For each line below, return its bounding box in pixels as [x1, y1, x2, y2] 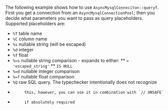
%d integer [12, 47, 34, 52]
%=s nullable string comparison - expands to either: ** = [12, 58, 129, 63]
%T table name [12, 31, 42, 36]
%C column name [12, 36, 47, 42]
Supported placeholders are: [5, 20, 65, 26]
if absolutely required [24, 100, 75, 105]
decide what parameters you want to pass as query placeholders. [5, 15, 143, 21]
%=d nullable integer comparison [12, 68, 80, 74]
